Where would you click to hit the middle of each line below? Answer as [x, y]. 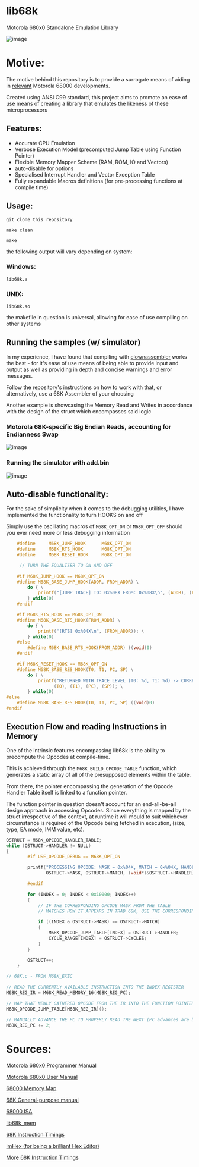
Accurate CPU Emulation [45, 143]
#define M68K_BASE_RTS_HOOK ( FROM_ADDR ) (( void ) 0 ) [90, 648]
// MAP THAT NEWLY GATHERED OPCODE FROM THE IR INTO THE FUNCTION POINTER [100, 1003]
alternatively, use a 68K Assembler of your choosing [70, 393]
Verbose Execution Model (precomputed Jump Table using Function [98, 149]
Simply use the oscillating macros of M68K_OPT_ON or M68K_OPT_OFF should [94, 526]
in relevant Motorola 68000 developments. [58, 86]
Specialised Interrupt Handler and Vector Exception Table [85, 174]
